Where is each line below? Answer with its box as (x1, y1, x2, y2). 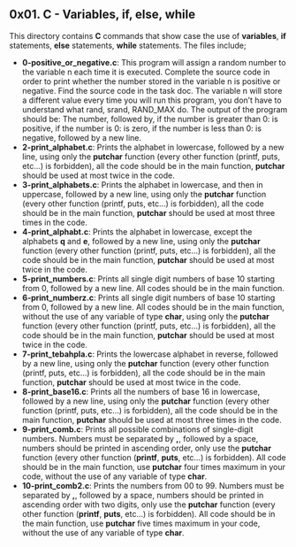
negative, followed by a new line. (21, 132, 142, 143)
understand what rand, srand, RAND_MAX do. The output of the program (21, 104, 288, 114)
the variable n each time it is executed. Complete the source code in (21, 66, 270, 77)
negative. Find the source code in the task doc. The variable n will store (21, 85, 283, 96)
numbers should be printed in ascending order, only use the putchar (21, 443, 272, 453)
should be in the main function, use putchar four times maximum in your (21, 461, 285, 472)
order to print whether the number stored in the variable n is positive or (21, 75, 281, 87)
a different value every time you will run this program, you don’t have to (21, 95, 282, 105)
